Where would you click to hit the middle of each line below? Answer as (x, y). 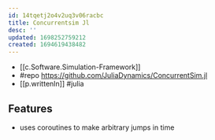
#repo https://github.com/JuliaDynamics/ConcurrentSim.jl (113, 76)
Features (30, 108)
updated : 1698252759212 (47, 37)
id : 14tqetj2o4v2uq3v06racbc (56, 15)
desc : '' (22, 30)
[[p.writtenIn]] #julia (52, 84)
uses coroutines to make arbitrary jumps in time (97, 127)
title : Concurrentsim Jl (49, 23)
